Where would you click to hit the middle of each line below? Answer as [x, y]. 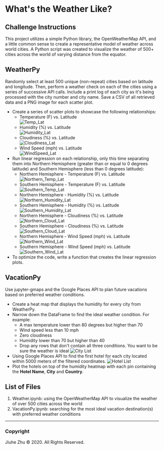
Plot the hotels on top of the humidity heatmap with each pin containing [84, 366]
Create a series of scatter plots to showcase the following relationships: [84, 111]
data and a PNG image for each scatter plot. [49, 102]
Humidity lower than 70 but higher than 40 [62, 340]
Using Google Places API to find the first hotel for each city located [80, 356]
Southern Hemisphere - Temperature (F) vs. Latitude [72, 184]
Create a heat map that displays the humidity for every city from [76, 304]
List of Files [23, 387]
